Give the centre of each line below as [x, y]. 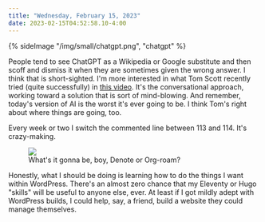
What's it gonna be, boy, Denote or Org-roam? [105, 160]
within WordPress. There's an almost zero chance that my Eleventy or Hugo [132, 184]
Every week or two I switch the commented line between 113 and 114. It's [128, 128]
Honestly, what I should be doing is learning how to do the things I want [126, 175]
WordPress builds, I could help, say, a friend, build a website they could [126, 200]
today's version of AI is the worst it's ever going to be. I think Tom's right [128, 104]
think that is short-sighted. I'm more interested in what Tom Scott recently [130, 78]
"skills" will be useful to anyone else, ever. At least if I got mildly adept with [131, 192]
